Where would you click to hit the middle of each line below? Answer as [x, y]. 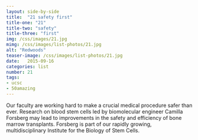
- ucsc [14, 83]
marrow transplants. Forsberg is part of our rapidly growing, [79, 124]
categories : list [27, 66]
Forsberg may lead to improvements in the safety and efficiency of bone [94, 118]
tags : [13, 77]
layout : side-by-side [33, 12]
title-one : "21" [26, 22]
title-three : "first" [33, 34]
